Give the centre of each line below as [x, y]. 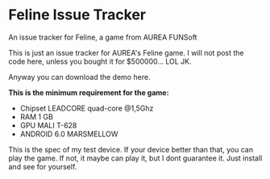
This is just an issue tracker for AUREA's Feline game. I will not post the [126, 52]
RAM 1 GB [37, 117]
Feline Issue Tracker [77, 15]
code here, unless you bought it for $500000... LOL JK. [100, 61]
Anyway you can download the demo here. [79, 77]
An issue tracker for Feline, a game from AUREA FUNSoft [103, 37]
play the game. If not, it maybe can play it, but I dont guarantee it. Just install [135, 158]
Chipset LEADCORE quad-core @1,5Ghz [87, 108]
